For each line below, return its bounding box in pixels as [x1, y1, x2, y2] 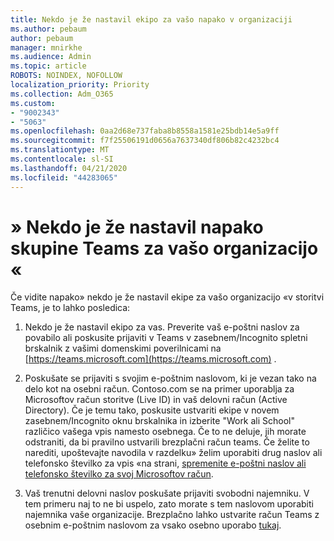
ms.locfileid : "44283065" [10, 172, 118, 183]
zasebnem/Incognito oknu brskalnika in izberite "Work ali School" [24, 415, 296, 427]
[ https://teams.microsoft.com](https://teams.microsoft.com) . [24, 353, 277, 365]
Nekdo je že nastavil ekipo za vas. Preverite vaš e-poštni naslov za [24, 321, 300, 333]
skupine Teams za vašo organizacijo [10, 237, 319, 260]
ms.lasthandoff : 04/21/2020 [10, 163, 128, 173]
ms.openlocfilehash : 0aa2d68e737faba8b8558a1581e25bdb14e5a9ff [10, 126, 280, 136]
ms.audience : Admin [10, 52, 92, 62]
